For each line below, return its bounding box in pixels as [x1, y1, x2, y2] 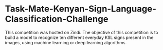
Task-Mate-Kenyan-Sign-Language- [5, 3, 157, 14]
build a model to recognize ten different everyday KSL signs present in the [5, 35, 154, 40]
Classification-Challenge [5, 13, 109, 25]
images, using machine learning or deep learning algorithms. [5, 39, 127, 45]
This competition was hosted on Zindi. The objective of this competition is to [5, 29, 158, 35]
